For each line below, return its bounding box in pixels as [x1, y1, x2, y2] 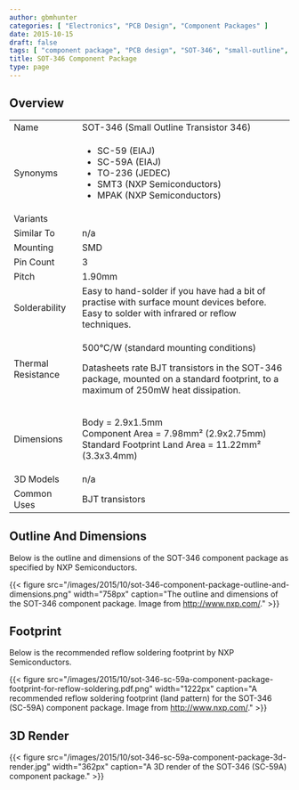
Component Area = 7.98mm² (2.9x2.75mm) [81, 427, 267, 439]
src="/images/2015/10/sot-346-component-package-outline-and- [46, 579, 290, 590]
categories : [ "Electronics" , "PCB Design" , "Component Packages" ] [9, 21, 269, 30]
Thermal [13, 357, 49, 370]
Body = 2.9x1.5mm [81, 416, 163, 428]
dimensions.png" [9, 589, 72, 599]
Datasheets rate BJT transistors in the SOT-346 [81, 362, 283, 374]
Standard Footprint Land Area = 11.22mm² [81, 438, 262, 451]
